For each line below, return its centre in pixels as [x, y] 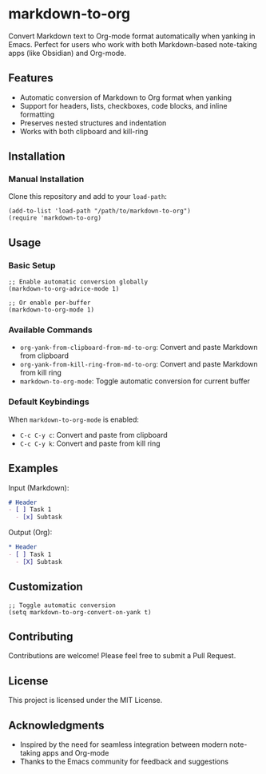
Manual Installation [46, 179]
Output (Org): [30, 533]
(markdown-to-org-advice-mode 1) [64, 289]
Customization [46, 587]
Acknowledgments [57, 725]
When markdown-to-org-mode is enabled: [74, 419]
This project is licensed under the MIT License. [85, 701]
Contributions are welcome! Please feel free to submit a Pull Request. [122, 656]
